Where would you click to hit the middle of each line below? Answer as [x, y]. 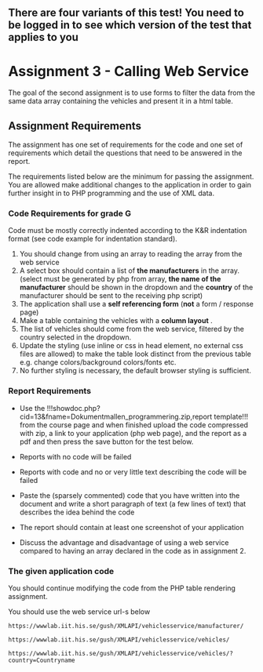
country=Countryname [42, 661]
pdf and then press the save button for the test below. [106, 441]
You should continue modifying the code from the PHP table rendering [122, 588]
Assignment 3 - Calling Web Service [129, 71]
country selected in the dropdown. [75, 337]
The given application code [61, 571]
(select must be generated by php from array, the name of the [120, 279]
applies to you [43, 37]
